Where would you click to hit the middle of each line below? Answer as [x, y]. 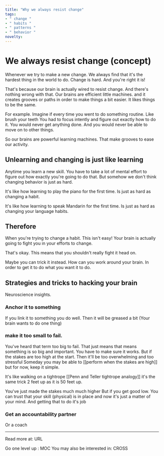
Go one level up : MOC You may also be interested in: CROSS [67, 448]
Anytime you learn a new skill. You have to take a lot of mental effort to [76, 171]
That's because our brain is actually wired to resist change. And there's [77, 89]
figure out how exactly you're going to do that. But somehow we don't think [81, 177]
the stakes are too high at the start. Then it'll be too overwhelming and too [79, 356]
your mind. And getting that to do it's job [46, 401]
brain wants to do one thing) [33, 323]
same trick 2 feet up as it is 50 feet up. [44, 382]
